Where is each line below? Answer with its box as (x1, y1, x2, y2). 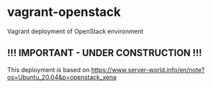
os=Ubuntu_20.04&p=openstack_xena (7, 73, 116, 81)
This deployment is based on (7, 65, 90, 73)
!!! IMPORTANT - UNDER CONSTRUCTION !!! (7, 47, 202, 59)
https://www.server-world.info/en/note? (91, 65, 205, 73)
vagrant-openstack (7, 4, 121, 20)
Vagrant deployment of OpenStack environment (7, 27, 144, 35)
